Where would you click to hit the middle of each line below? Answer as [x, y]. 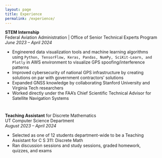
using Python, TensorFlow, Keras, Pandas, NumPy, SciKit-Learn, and [82, 57]
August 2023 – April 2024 [31, 126]
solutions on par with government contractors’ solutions [68, 78]
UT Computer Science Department [40, 121]
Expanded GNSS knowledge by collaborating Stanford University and [81, 83]
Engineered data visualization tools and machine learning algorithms [80, 52]
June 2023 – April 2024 [29, 43]
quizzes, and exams [32, 151]
